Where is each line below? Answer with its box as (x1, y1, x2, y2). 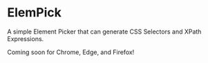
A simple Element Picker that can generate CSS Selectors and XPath (7, 27, 202, 36)
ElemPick (7, 5, 62, 21)
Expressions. (7, 34, 44, 42)
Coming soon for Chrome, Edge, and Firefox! (7, 48, 135, 56)
